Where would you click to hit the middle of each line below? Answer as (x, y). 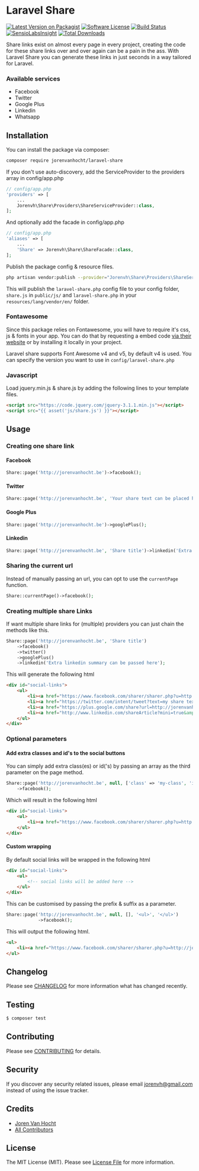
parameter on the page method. (45, 772)
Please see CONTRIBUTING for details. (54, 1051)
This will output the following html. (48, 931)
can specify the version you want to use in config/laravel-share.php (90, 360)
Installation (27, 135)
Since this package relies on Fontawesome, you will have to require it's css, (98, 329)
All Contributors (34, 1130)
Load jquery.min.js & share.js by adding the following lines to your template (98, 388)
